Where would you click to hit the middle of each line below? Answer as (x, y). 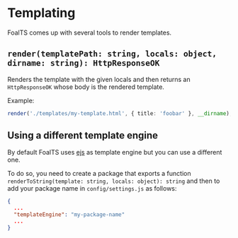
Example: (21, 100)
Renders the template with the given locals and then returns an (99, 79)
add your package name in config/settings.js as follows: (92, 189)
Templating (41, 13)
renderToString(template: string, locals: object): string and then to (114, 181)
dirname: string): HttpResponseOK (84, 63)
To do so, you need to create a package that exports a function (99, 174)
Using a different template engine (83, 136)
